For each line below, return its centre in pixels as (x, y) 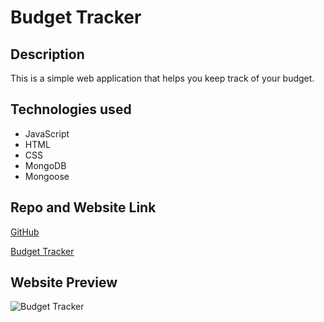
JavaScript (47, 133)
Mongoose (47, 176)
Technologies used (71, 109)
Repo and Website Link (83, 207)
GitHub (25, 232)
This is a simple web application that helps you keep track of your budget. (162, 78)
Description (47, 54)
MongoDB (45, 165)
